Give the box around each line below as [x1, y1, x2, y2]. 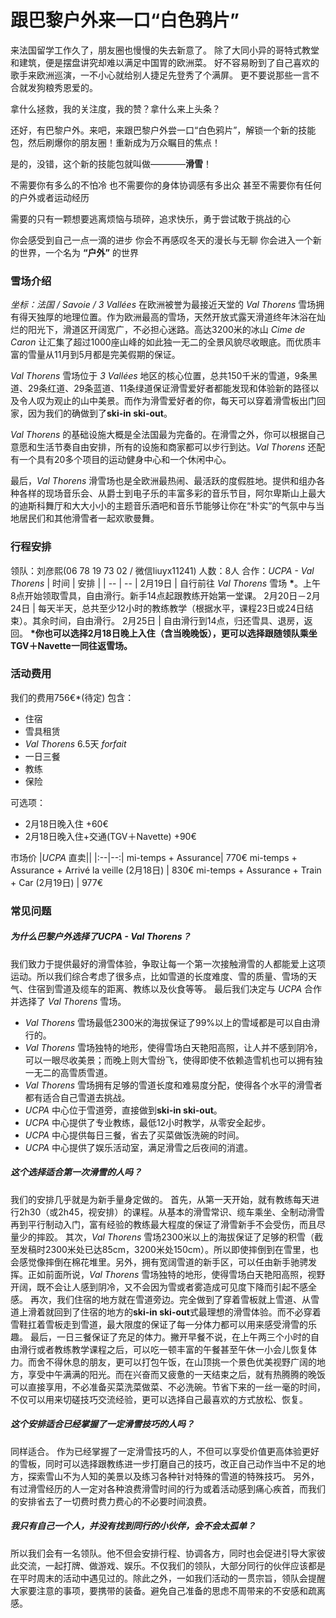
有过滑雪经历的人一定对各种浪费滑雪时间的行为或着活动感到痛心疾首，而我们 [10, 1482, 326, 1495]
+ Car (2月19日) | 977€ [10, 876, 104, 888]
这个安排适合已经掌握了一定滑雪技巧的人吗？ [10, 1418, 195, 1430]
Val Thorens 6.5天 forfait [24, 737, 127, 750]
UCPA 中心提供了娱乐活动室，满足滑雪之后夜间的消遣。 [24, 1141, 253, 1153]
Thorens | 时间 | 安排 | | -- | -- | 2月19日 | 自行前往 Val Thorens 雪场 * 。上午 [10, 577, 321, 589]
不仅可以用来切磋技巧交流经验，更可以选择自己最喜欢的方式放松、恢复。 [10, 1393, 308, 1405]
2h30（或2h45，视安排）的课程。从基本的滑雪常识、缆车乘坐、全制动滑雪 [18, 1206, 325, 1218]
